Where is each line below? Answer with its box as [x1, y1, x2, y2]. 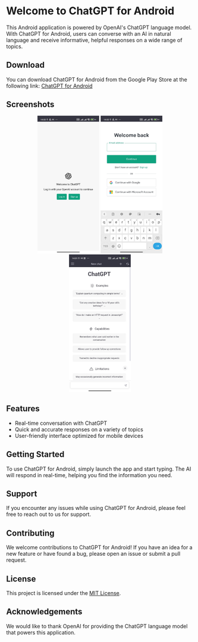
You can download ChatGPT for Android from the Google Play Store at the [6, 76, 187, 83]
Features [6, 403, 40, 414]
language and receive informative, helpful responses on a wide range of [6, 36, 183, 43]
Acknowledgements [6, 607, 83, 617]
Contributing [6, 528, 55, 538]
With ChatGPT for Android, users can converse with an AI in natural [6, 30, 171, 37]
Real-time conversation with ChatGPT [14, 419, 108, 427]
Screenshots [6, 99, 55, 109]
